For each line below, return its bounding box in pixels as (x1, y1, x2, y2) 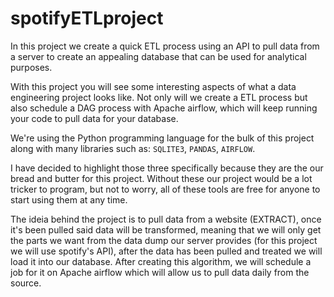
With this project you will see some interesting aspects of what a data (10, 80, 297, 92)
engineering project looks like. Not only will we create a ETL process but (10, 91, 308, 103)
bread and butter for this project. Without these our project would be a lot (10, 172, 313, 184)
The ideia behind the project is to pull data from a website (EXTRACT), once (10, 213, 322, 225)
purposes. (10, 61, 53, 73)
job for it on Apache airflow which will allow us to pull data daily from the (10, 266, 310, 278)
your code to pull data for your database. (10, 112, 179, 124)
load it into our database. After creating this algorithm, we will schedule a (10, 255, 312, 267)
